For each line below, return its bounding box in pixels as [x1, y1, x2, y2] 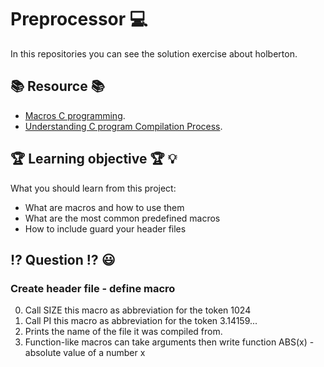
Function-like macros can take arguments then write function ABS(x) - [24, 336, 315, 348]
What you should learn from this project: [10, 182, 177, 194]
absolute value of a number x [24, 347, 146, 359]
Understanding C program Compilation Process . [24, 120, 223, 132]
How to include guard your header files [24, 222, 187, 235]
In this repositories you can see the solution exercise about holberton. [10, 47, 298, 60]
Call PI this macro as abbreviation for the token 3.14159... [24, 315, 258, 327]
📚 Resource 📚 [10, 78, 105, 95]
